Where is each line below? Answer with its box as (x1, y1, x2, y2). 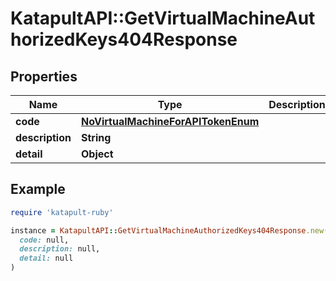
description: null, (19, 244, 101, 254)
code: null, (19, 235, 70, 245)
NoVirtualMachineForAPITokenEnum (80, 115, 260, 128)
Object (80, 147, 114, 161)
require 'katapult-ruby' (10, 207, 114, 217)
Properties (10, 68, 78, 85)
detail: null (19, 253, 74, 264)
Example (10, 181, 66, 198)
